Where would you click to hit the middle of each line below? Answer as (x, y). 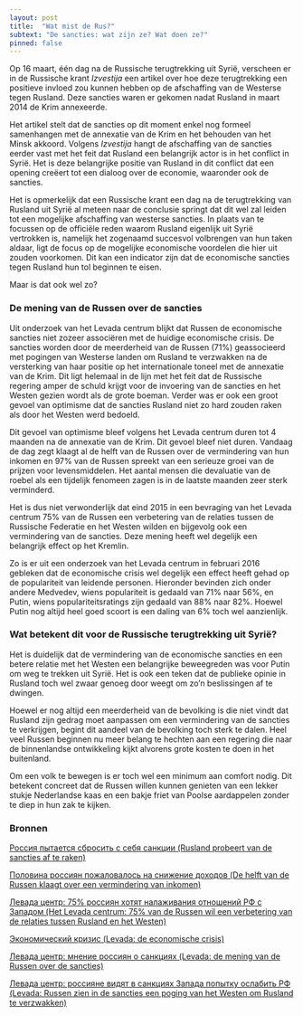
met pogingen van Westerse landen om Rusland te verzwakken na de (138, 356)
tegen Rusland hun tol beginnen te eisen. (85, 267)
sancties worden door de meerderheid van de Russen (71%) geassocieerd (147, 347)
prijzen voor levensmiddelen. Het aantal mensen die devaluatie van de (140, 470)
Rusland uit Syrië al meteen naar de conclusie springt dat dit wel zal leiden (148, 210)
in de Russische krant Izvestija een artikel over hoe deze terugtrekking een (148, 79)
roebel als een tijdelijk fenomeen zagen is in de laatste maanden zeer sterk (148, 480)
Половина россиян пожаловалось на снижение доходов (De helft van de (149, 875)
